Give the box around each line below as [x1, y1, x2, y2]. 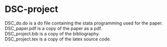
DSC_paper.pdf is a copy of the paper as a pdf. [5, 25, 102, 31]
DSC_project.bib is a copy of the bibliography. [5, 30, 100, 36]
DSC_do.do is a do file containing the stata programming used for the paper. [5, 20, 163, 26]
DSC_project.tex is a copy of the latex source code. [5, 36, 112, 42]
